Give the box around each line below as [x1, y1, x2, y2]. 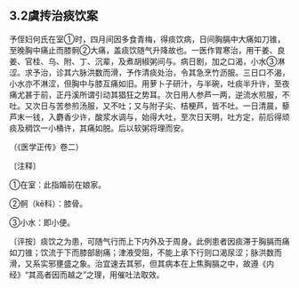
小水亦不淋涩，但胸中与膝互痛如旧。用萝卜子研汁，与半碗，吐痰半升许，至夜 [9, 78, 290, 89]
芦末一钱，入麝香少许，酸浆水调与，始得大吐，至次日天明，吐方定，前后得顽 [9, 111, 290, 122]
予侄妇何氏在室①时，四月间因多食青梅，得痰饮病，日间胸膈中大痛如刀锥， [9, 34, 286, 44]
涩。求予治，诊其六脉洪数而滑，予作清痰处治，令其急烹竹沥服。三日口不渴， [9, 67, 290, 77]
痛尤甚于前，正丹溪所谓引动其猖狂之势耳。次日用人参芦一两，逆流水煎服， [9, 89, 282, 100]
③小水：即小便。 [9, 217, 76, 228]
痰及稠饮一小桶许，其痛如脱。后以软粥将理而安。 [9, 123, 189, 133]
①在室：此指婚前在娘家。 [9, 179, 107, 189]
